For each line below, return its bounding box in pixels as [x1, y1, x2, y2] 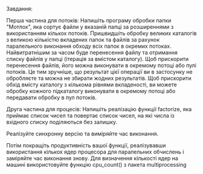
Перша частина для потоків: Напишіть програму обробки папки [6, 17, 172, 24]
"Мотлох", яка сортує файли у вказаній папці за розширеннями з [6, 24, 174, 30]
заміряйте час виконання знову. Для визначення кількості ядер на [6, 155, 178, 162]
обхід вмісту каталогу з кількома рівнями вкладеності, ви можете [6, 81, 177, 88]
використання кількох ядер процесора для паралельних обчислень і [6, 148, 184, 155]
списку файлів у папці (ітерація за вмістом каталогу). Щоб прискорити [6, 56, 189, 62]
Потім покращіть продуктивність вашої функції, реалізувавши [6, 142, 166, 149]
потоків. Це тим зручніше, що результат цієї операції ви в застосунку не [6, 68, 193, 75]
